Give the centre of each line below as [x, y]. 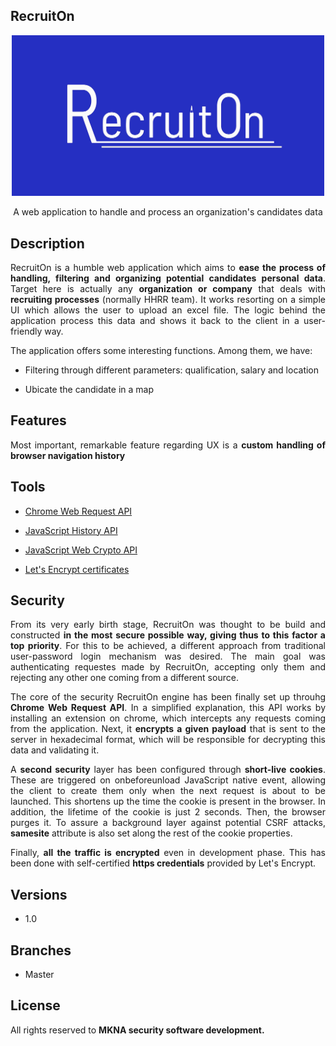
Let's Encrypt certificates [77, 569]
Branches [41, 950]
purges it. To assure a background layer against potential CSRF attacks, [168, 823]
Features [38, 420]
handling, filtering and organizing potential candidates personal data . [168, 278]
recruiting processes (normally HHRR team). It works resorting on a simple [168, 299]
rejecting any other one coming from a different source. [124, 678]
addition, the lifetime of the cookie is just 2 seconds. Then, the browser [168, 812]
